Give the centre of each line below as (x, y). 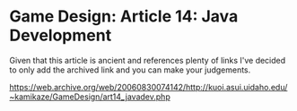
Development (61, 35)
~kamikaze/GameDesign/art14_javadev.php (90, 97)
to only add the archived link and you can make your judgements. (130, 70)
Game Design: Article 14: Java (124, 17)
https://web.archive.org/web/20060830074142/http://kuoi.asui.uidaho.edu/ (148, 87)
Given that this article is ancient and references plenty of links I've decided (148, 60)
